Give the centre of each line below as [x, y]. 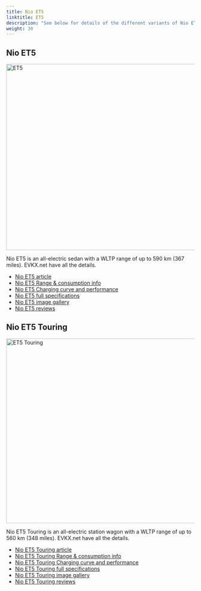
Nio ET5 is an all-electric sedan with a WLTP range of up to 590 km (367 [95, 259]
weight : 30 [20, 28]
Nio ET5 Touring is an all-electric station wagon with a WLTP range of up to [99, 532]
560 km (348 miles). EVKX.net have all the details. [68, 538]
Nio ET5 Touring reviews [45, 581]
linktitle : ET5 [25, 17]
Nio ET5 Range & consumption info [58, 283]
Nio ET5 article [33, 277]
